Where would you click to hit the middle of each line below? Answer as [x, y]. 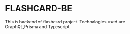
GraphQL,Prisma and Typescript [37, 26]
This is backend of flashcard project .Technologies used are [65, 22]
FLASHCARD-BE [39, 8]
